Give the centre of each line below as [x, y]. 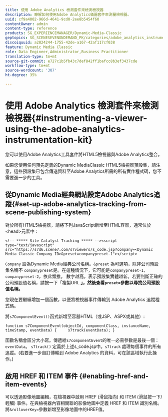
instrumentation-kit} [49, 140]
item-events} [26, 384]
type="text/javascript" [30, 245]
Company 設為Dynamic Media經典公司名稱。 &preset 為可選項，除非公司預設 [82, 264]
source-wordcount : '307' [31, 71]
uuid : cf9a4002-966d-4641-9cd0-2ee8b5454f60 [52, 19]
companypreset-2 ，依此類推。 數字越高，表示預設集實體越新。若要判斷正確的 [84, 276]
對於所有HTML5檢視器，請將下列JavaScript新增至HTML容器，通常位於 [78, 225]
